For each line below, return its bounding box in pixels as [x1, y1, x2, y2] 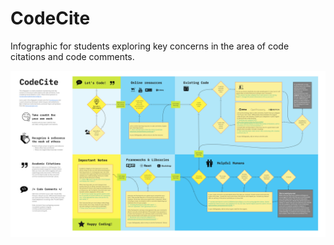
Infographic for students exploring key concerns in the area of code [10, 40, 290, 52]
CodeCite [10, 7, 91, 30]
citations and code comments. [10, 50, 135, 62]
